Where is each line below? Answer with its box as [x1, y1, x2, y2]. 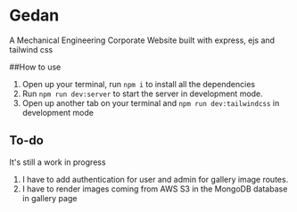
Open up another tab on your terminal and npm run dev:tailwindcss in [21, 97, 280, 108]
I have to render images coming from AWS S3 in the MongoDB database [21, 183, 288, 194]
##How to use [9, 61, 62, 72]
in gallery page [21, 192, 78, 203]
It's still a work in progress [9, 157, 106, 167]
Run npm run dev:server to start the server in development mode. [21, 88, 263, 99]
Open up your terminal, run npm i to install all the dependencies [21, 78, 256, 89]
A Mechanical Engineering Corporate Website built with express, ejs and [9, 35, 275, 45]
